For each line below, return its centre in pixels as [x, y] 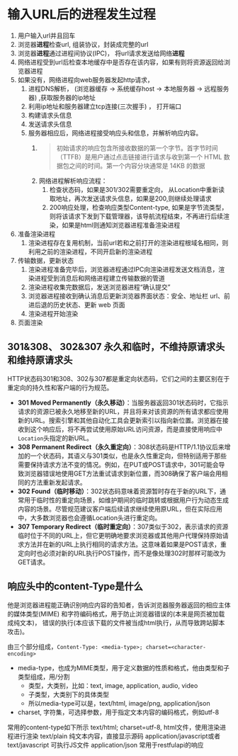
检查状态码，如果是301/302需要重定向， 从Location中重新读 [137, 189]
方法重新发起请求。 [58, 482]
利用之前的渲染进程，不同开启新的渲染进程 [90, 252]
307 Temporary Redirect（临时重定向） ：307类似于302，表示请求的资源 [123, 526]
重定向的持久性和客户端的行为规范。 [60, 388]
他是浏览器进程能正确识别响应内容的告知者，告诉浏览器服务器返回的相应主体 [119, 605]
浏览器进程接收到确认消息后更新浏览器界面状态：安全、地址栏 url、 [126, 295]
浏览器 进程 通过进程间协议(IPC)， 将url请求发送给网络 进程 [101, 53]
